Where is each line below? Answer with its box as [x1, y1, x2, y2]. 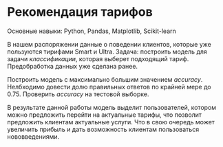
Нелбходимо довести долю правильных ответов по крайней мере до [7, 82, 211, 91]
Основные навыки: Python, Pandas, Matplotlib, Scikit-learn [7, 27, 177, 35]
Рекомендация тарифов [7, 4, 153, 20]
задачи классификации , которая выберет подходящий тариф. [7, 54, 189, 63]
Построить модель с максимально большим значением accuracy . [7, 75, 203, 83]
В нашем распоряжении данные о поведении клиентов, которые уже [7, 40, 211, 48]
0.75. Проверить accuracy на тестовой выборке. [7, 90, 149, 98]
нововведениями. [7, 132, 60, 141]
